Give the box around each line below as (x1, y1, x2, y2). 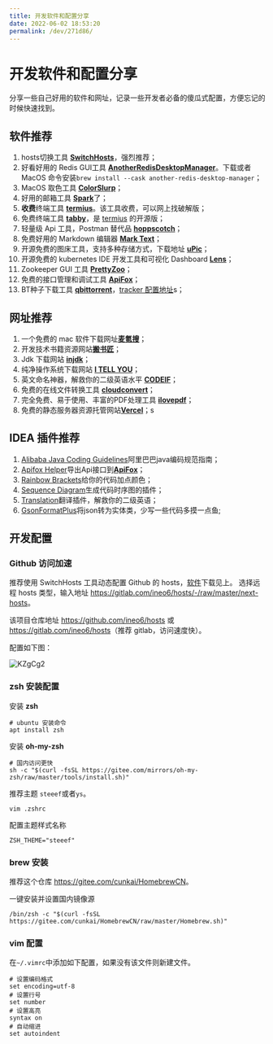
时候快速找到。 (9, 103, 59, 113)
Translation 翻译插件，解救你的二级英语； (20, 495, 158, 505)
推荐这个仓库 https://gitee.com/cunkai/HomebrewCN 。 (9, 876, 193, 887)
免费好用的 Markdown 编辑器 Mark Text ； (20, 234, 162, 244)
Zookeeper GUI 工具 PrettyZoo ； (20, 264, 132, 274)
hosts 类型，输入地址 (18, 588, 89, 598)
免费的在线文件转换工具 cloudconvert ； (20, 384, 155, 395)
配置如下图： (9, 643, 52, 653)
